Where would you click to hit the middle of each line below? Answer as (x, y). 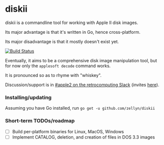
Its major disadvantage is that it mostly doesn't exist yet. (62, 41)
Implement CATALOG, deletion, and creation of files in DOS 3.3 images (83, 137)
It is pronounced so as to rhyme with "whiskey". (53, 75)
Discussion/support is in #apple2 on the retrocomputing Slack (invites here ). (82, 85)
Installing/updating (28, 97)
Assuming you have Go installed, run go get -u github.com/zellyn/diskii (80, 108)
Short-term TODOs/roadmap (40, 121)
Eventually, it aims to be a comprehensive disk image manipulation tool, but (81, 60)
